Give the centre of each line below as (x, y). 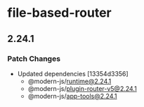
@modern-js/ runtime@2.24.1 (70, 81)
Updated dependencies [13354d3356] (73, 73)
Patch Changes (34, 59)
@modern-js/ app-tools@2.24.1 (72, 96)
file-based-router (60, 13)
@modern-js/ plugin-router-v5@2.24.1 (82, 88)
